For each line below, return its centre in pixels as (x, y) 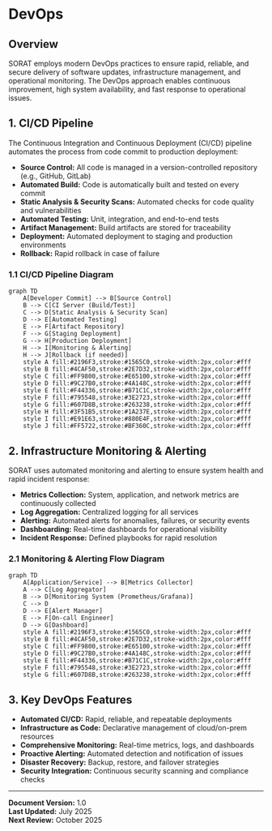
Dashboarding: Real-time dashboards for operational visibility (123, 529)
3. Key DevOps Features (70, 699)
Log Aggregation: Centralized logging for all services (109, 512)
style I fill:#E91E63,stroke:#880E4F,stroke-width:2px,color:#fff (137, 419)
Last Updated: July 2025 (50, 812)
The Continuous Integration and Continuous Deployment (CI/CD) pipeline (130, 143)
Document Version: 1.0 (47, 803)
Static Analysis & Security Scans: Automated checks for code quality (137, 201)
